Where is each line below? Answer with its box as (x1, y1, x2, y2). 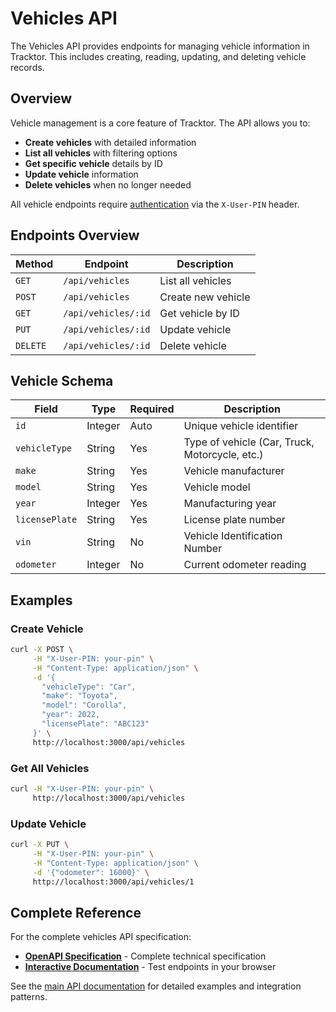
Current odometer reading (183, 558, 307, 572)
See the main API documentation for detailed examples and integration (10, 980, 302, 992)
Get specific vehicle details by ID (24, 157, 163, 169)
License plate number (183, 513, 286, 527)
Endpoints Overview (10, 227, 140, 244)
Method (15, 257, 54, 271)
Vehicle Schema (10, 372, 114, 389)
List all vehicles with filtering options (24, 147, 178, 159)
